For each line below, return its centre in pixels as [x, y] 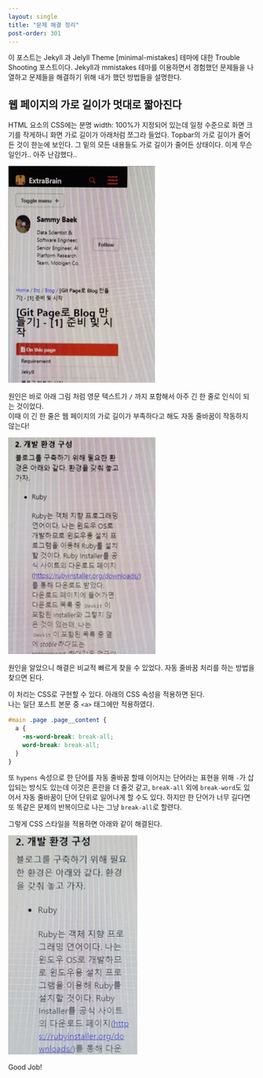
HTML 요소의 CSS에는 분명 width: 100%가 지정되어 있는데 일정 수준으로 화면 [126, 125]
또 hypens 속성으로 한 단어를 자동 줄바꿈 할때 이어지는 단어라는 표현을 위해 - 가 [127, 778]
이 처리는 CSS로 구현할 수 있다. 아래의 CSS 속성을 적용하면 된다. [107, 694]
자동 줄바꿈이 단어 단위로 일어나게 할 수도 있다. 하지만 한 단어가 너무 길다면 [137, 797]
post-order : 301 [35, 33]
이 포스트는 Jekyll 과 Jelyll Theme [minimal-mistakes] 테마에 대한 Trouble [124, 58]
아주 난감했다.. [55, 154]
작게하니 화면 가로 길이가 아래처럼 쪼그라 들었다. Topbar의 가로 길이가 [129, 135]
